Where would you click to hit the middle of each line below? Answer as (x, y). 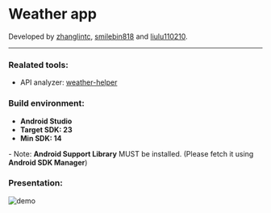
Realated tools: (38, 65)
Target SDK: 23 (46, 129)
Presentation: (35, 183)
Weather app (52, 14)
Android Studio (46, 121)
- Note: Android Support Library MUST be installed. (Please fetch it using (131, 153)
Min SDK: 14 (41, 138)
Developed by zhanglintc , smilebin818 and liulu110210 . (98, 36)
